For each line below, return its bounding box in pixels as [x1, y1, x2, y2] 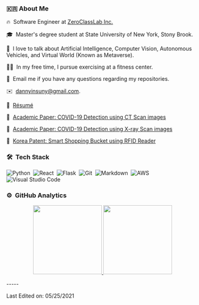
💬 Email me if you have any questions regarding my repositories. [6, 75, 170, 83]
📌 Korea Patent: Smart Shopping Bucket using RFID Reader [6, 137, 156, 145]
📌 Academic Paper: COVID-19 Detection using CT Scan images [6, 113, 166, 121]
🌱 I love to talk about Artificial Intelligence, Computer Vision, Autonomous [6, 45, 192, 53]
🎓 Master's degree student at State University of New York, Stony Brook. [6, 31, 194, 38]
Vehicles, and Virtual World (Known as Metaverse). [6, 51, 134, 59]
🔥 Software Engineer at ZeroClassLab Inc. [6, 18, 114, 26]
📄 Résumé [6, 102, 34, 109]
